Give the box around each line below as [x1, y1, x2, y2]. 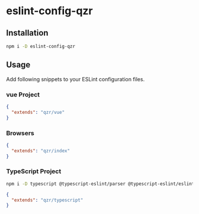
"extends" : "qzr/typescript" [11, 197, 84, 203]
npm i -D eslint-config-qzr [6, 43, 76, 49]
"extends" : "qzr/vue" [11, 109, 65, 115]
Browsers [6, 129, 34, 137]
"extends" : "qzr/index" [11, 148, 70, 154]
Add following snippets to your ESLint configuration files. [6, 75, 145, 82]
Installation [6, 28, 49, 38]
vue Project [6, 90, 40, 98]
